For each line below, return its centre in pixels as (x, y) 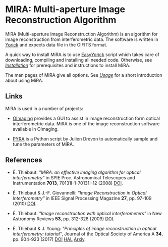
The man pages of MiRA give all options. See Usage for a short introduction (84, 75)
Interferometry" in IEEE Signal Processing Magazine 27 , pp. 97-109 (82, 198)
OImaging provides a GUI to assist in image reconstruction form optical (86, 118)
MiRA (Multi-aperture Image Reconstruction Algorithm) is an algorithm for (81, 34)
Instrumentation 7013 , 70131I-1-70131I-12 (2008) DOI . (68, 183)
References (24, 160)
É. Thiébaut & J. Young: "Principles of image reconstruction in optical (85, 228)
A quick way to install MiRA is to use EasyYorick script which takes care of (82, 55)
